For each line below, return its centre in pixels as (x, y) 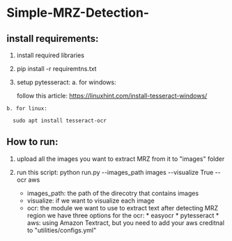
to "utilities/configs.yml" (62, 230)
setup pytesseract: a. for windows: (66, 82)
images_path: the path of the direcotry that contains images (113, 193)
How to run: (32, 142)
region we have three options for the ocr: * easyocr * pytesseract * (123, 215)
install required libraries (51, 55)
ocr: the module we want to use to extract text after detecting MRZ (123, 208)
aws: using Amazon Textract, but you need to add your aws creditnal (125, 223)
